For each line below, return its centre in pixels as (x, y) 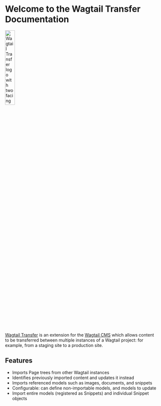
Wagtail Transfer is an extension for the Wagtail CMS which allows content (80, 335)
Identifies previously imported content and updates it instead (73, 378)
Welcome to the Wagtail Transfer (73, 9)
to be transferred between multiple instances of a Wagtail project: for (74, 340)
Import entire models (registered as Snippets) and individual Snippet (80, 393)
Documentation (37, 19)
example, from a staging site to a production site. (54, 345)
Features (19, 361)
